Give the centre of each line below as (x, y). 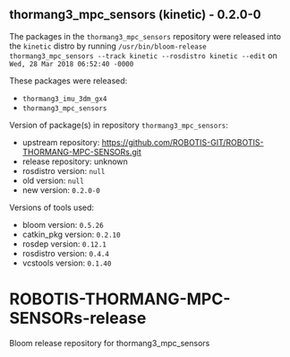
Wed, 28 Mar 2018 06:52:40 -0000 (72, 64)
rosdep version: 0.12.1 (64, 244)
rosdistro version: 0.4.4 (66, 253)
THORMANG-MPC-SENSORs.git (81, 152)
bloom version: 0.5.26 (63, 224)
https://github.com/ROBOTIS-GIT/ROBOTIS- (183, 142)
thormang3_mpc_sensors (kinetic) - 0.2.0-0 (135, 15)
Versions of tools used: (52, 207)
